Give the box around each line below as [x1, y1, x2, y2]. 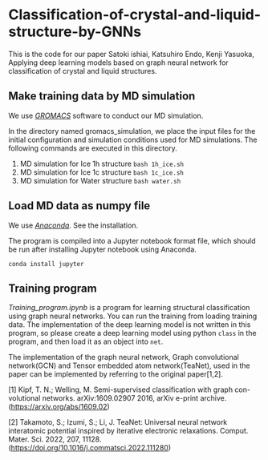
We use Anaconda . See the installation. [8, 220, 139, 230]
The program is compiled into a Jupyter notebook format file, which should [8, 236, 256, 245]
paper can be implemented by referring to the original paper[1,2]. [8, 369, 223, 379]
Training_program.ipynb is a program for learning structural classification [8, 303, 250, 313]
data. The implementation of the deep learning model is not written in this [8, 320, 251, 329]
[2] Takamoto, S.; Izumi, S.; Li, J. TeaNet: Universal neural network [8, 418, 228, 427]
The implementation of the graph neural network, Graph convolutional [8, 353, 239, 362]
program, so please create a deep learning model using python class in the [8, 329, 257, 338]
